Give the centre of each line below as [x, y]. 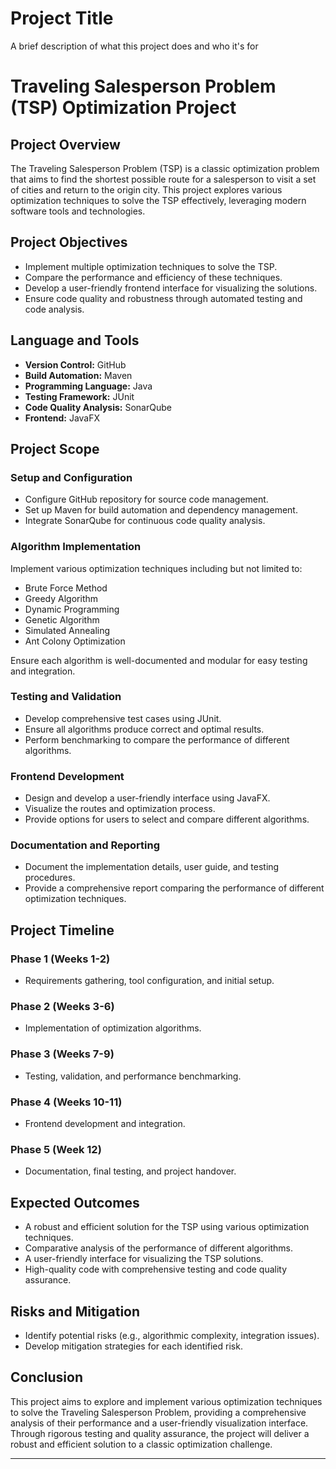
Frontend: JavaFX [62, 418]
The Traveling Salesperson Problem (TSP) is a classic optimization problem [165, 168]
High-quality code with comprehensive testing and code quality [156, 1269]
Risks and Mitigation [75, 1311]
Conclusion [47, 1377]
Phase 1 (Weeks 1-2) [60, 959]
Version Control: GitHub [75, 364]
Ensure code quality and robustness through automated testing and [163, 298]
